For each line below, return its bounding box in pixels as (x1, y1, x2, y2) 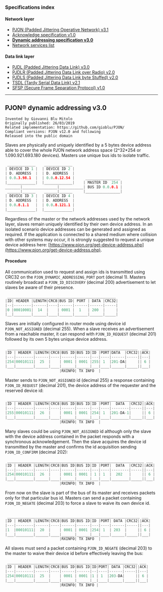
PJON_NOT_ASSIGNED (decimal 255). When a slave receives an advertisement (5, 326, 154, 332)
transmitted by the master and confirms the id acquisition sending (5, 444, 137, 449)
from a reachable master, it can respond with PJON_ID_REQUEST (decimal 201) (5, 331, 157, 337)
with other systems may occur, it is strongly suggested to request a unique (5, 237, 154, 242)
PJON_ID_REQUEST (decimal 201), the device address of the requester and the (5, 382, 156, 388)
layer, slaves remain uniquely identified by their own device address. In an (5, 221, 153, 227)
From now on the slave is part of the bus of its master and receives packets (5, 490, 156, 496)
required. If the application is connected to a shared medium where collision (5, 231, 157, 237)
